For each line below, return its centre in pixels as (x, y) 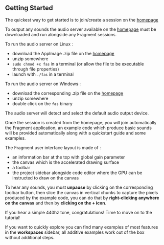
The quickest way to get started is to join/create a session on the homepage (82, 20)
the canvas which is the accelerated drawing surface (66, 162)
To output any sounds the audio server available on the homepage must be (81, 29)
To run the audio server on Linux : (39, 44)
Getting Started (29, 8)
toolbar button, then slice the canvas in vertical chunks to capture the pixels (82, 192)
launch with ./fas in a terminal (43, 74)
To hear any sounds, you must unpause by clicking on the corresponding (79, 187)
